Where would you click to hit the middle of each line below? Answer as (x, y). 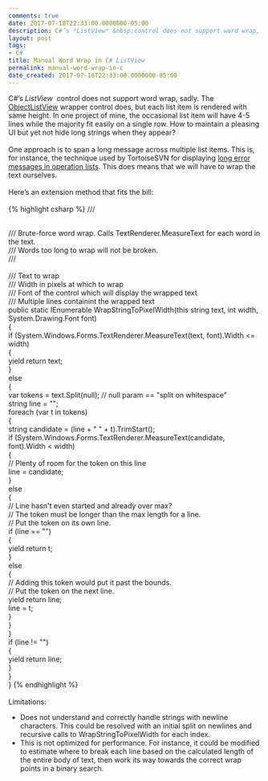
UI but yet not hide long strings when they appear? (92, 132)
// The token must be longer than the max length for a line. (105, 514)
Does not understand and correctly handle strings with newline (124, 717)
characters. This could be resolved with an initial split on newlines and (136, 726)
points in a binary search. (62, 768)
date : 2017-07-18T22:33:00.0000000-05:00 (79, 23)
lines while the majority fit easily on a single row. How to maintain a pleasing (134, 123)
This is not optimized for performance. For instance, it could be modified (140, 743)
